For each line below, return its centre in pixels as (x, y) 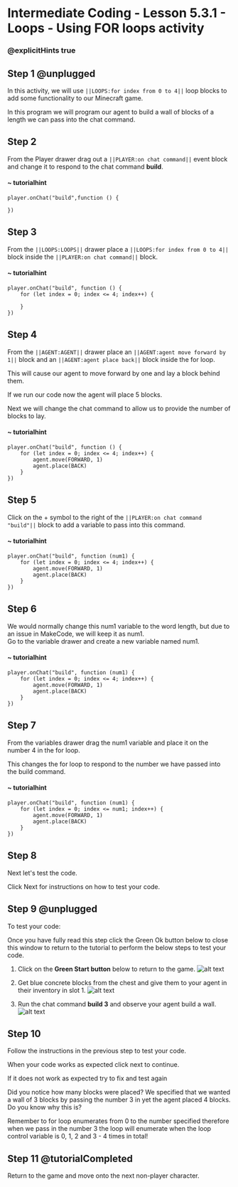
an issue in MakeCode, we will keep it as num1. (76, 634)
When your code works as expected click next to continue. (93, 1065)
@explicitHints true (42, 50)
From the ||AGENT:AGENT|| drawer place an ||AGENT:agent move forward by (117, 352)
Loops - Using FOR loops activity (106, 28)
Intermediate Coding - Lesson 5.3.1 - (117, 13)
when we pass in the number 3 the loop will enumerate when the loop (109, 1129)
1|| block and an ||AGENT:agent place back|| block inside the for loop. (111, 359)
